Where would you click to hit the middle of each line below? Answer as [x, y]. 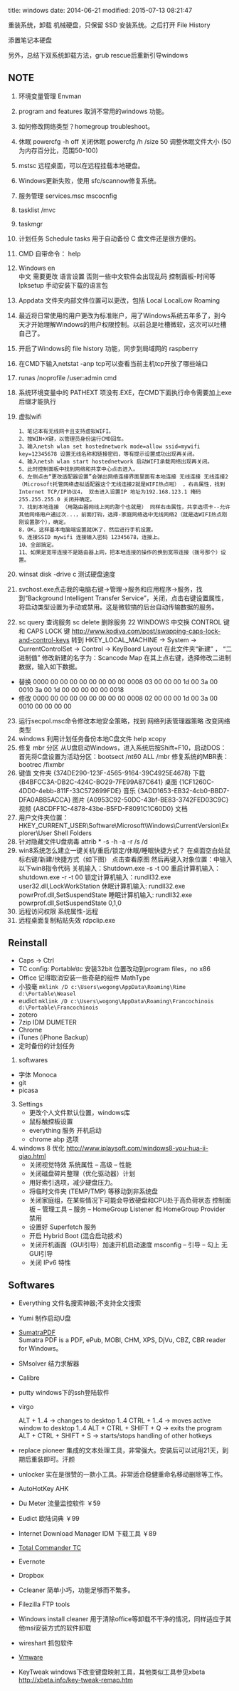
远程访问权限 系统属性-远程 [58, 911]
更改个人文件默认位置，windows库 [80, 1112]
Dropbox [31, 1576]
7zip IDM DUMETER [47, 1022]
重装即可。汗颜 [53, 1460]
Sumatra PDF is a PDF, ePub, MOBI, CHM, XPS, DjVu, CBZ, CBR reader [122, 1340]
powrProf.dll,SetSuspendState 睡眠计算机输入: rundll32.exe [105, 895]
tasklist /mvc [37, 210]
